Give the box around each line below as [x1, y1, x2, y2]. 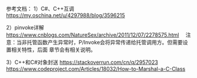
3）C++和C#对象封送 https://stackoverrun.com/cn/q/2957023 [6, 58, 159, 66]
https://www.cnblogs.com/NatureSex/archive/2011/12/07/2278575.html [6, 31, 179, 38]
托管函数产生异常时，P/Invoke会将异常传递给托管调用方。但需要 [26, 39, 183, 45]
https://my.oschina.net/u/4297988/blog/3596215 [6, 12, 125, 19]
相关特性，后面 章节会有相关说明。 [11, 46, 96, 53]
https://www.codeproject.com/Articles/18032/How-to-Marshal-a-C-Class [6, 66, 186, 72]
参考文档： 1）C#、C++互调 [6, 5, 75, 12]
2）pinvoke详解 [6, 24, 44, 31]
